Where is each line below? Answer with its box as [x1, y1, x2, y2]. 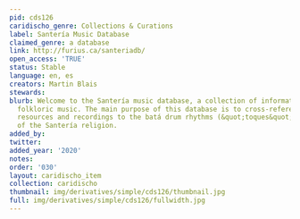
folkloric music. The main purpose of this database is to [17, 105, 242, 114]
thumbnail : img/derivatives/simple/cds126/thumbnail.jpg [9, 188, 226, 197]
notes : [9, 154, 34, 164]
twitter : [9, 138, 42, 147]
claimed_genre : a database [9, 38, 110, 47]
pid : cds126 [9, 13, 54, 22]
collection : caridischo [9, 180, 98, 189]
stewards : [9, 88, 46, 97]
